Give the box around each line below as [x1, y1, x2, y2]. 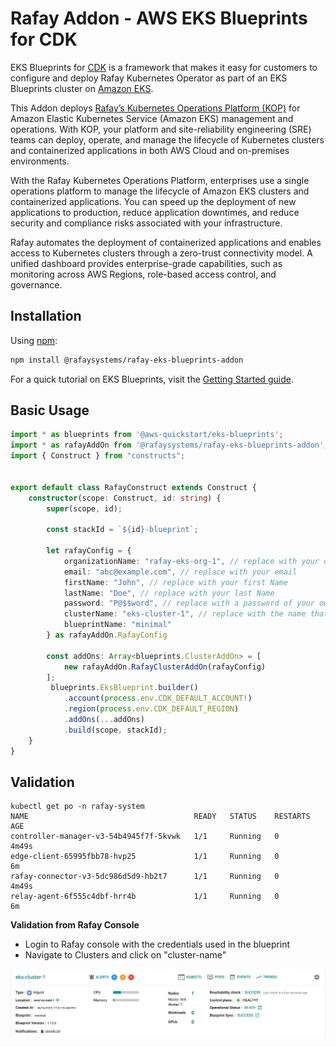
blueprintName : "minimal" [63, 620, 172, 630]
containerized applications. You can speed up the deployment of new [10, 195, 297, 207]
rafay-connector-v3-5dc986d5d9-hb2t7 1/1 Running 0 [10, 872, 280, 882]
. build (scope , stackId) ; [63, 725, 168, 735]
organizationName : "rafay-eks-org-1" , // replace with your [63, 556, 320, 566]
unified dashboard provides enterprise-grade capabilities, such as [10, 257, 283, 269]
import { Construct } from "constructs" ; [10, 451, 186, 461]
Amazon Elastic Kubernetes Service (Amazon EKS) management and [10, 112, 294, 124]
